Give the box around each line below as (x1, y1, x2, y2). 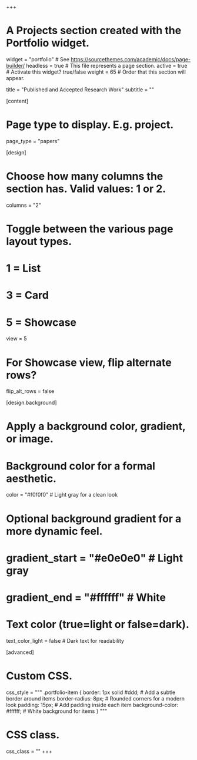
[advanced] (6, 649, 34, 656)
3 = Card (6, 289, 49, 302)
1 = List (6, 262, 41, 275)
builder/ (6, 62, 25, 69)
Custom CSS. (6, 669, 72, 683)
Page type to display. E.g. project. (6, 118, 174, 131)
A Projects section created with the (6, 24, 182, 37)
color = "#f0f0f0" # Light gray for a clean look (6, 491, 118, 498)
